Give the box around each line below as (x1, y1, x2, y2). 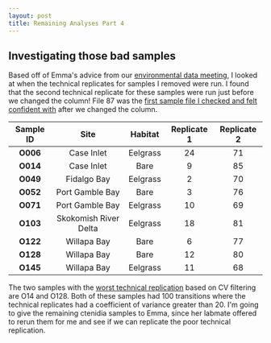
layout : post (8, 11, 52, 20)
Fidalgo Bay (65, 174, 110, 185)
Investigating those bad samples (8, 49, 176, 63)
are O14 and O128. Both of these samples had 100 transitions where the (8, 291, 246, 301)
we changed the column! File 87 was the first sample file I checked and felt (8, 96, 258, 105)
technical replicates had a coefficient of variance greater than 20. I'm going (8, 300, 260, 310)
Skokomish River (56, 213, 120, 224)
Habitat (130, 129, 160, 140)
